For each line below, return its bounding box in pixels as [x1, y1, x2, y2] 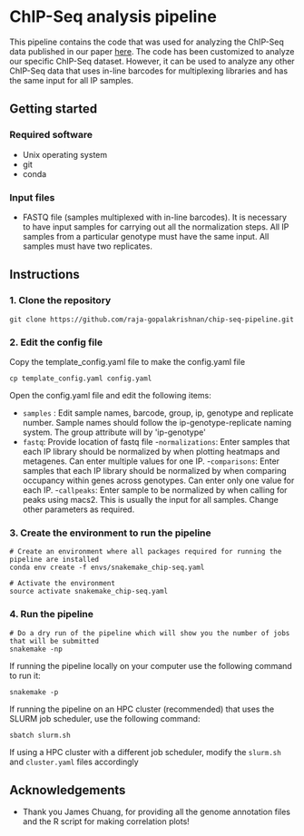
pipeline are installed [9, 556, 100, 565]
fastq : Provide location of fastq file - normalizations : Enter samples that [22, 436, 290, 447]
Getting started [9, 102, 98, 117]
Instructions [9, 267, 80, 282]
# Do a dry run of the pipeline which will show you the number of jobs [9, 628, 290, 637]
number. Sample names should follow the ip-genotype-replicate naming [22, 417, 292, 428]
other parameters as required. [22, 504, 135, 515]
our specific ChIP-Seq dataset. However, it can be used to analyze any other [9, 55, 295, 66]
